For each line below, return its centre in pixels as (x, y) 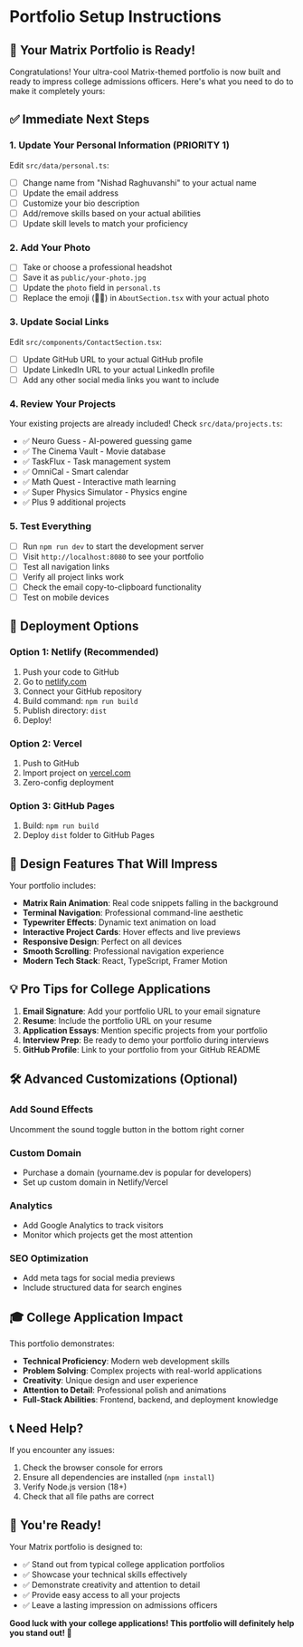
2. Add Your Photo (50, 247)
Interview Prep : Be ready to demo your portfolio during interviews (146, 1040)
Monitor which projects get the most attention (107, 1235)
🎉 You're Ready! (56, 1525)
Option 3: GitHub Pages (62, 805)
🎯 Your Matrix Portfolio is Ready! (103, 50)
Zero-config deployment (68, 782)
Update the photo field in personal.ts (91, 288)
